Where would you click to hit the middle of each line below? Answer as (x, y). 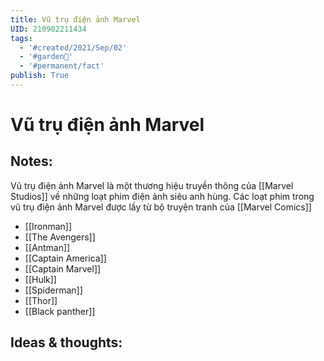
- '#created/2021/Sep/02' (73, 47)
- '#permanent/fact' (62, 66)
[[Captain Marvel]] (63, 268)
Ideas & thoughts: (66, 342)
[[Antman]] (47, 247)
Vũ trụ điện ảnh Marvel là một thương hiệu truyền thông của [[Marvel (152, 185)
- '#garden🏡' (46, 57)
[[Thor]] (41, 300)
